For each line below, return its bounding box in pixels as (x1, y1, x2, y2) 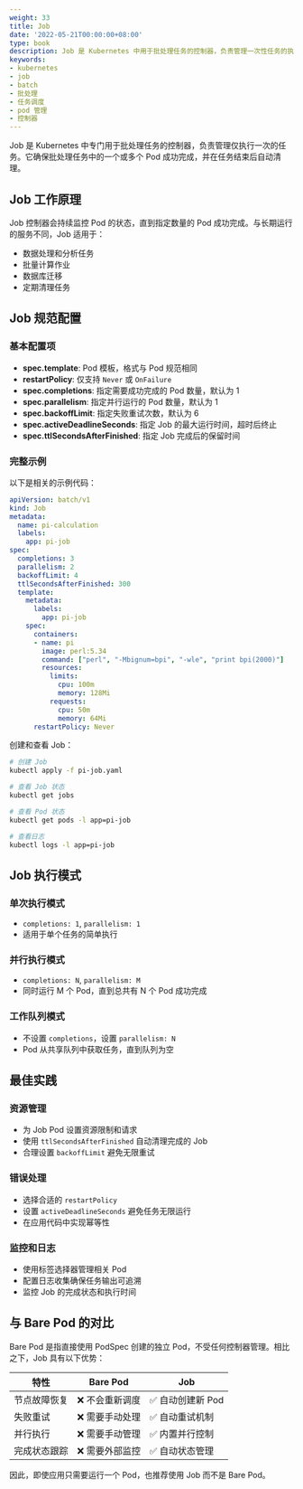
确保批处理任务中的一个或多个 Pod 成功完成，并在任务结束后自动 (32, 151, 273, 163)
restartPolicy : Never (32, 722, 115, 731)
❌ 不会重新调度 (77, 1393, 142, 1406)
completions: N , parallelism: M (22, 975, 142, 985)
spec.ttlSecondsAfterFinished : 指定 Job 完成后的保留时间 (22, 430, 241, 441)
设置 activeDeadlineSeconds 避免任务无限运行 (22, 1205, 192, 1216)
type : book (9, 38, 50, 48)
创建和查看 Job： (9, 740, 74, 750)
